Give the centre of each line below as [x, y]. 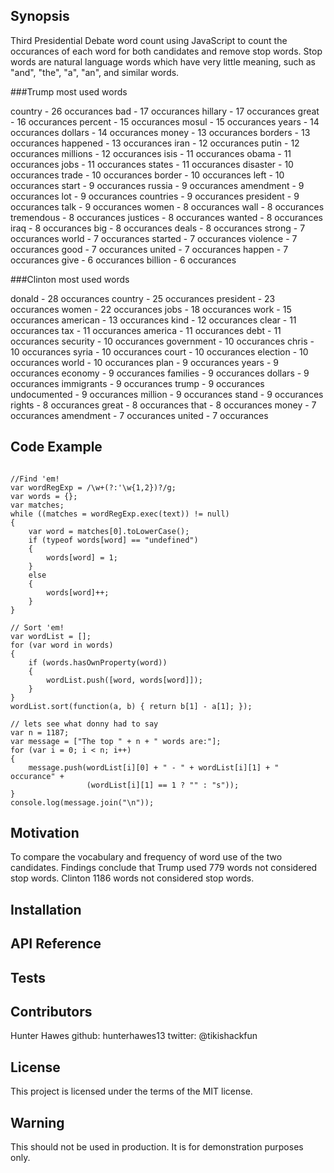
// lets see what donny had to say [84, 724]
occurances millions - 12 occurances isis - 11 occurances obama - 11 [151, 153]
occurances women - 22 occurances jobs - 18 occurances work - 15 [151, 309]
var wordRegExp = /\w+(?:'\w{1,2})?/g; [93, 487]
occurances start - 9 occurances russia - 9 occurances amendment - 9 [157, 185]
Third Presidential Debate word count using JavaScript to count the [149, 40]
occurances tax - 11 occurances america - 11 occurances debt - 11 [146, 330]
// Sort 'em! [37, 627]
